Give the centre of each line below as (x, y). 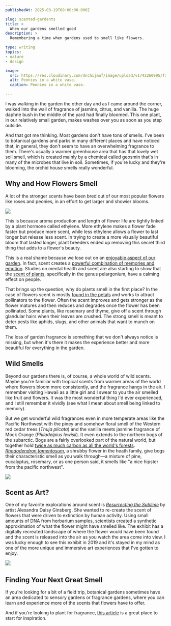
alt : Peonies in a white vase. (43, 80)
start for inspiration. (26, 618)
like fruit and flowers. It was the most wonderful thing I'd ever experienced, (84, 397)
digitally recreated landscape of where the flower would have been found (82, 532)
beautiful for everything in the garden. (45, 348)
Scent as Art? (27, 492)
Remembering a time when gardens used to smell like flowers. (77, 38)
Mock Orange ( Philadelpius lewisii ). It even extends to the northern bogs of (84, 434)
